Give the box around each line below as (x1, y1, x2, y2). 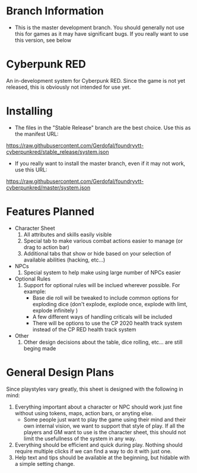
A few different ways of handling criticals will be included (32, 313, 173, 320)
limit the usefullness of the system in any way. (23, 435, 136, 442)
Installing (6, 104, 53, 118)
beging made (23, 344, 56, 352)
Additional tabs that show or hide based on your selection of (23, 250, 171, 257)
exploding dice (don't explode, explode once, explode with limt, (32, 300, 188, 307)
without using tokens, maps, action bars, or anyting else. (14, 409, 153, 416)
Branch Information (6, 4, 104, 18)
